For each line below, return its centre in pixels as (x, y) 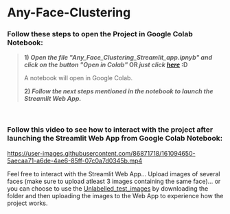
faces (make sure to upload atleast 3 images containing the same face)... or (114, 181)
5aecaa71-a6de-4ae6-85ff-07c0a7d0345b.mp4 (75, 160)
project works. (27, 203)
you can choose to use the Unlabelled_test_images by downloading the (108, 188)
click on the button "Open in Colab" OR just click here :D (106, 65)
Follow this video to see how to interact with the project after (110, 130)
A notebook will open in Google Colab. (78, 78)
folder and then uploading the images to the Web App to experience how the (115, 195)
